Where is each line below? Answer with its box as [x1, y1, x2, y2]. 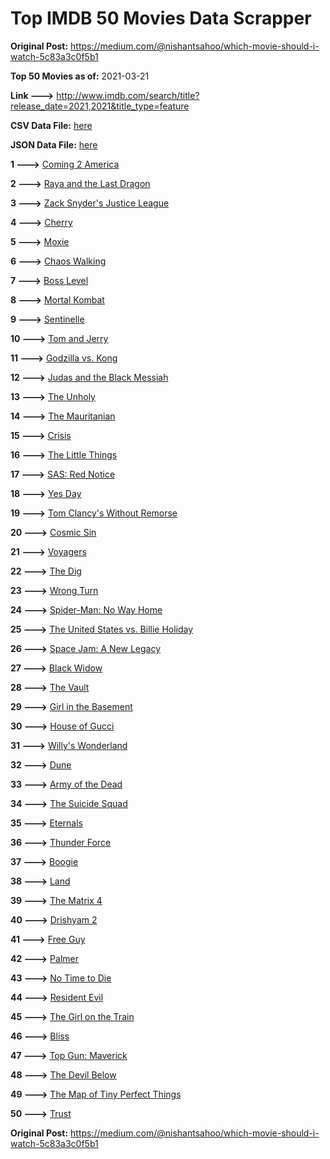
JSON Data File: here [10, 138, 98, 151]
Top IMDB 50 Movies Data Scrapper [10, 7, 312, 30]
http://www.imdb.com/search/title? [56, 89, 200, 101]
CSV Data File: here [10, 119, 93, 131]
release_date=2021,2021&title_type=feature [10, 100, 190, 112]
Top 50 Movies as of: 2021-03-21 [10, 70, 150, 82]
